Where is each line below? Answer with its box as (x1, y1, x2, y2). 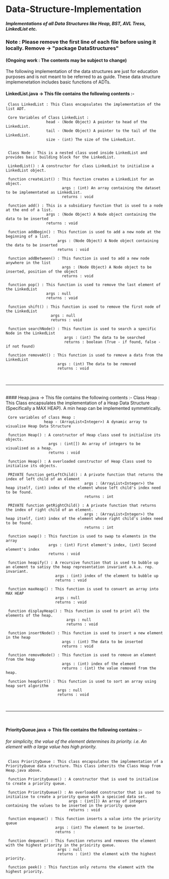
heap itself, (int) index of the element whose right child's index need (6, 516, 163, 521)
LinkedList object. (6, 167, 47, 173)
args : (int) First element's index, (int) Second (48, 542, 156, 548)
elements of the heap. (6, 612, 53, 618)
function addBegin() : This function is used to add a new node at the (8, 229, 161, 234)
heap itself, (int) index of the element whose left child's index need (6, 485, 161, 490)
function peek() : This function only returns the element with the (8, 865, 154, 870)
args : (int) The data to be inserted (61, 639, 143, 644)
